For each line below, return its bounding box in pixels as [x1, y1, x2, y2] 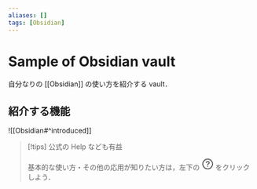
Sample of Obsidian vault [8, 53, 176, 71]
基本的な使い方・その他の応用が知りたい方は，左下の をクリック [27, 162, 250, 173]
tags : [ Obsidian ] [8, 19, 65, 27]
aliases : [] [8, 11, 47, 20]
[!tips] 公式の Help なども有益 [27, 142, 123, 151]
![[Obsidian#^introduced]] [8, 126, 92, 136]
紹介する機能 [8, 104, 71, 118]
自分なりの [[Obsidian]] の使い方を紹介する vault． [8, 79, 172, 89]
